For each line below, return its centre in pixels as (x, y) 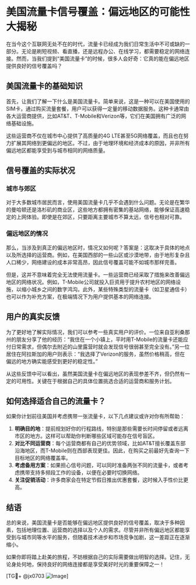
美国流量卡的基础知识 (44, 86)
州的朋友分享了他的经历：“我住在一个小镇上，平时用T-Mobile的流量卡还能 (95, 339)
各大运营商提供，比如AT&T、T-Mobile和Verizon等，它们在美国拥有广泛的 (94, 116)
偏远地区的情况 (27, 233)
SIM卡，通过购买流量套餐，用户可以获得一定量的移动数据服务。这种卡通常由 (98, 108)
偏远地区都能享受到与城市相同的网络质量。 (57, 150)
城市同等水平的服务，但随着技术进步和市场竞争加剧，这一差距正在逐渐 (106, 537)
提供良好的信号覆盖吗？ (34, 66)
